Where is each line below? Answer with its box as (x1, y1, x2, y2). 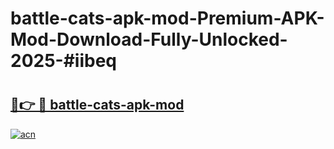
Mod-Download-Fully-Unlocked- (10, 28, 288, 51)
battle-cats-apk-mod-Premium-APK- (10, 7, 325, 30)
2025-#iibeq (10, 50, 117, 72)
